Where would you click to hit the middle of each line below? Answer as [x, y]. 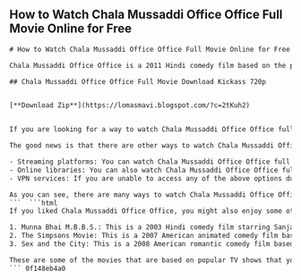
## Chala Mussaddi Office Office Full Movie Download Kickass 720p [138, 81]
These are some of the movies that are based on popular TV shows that [146, 260]
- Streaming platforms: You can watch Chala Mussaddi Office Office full [150, 162]
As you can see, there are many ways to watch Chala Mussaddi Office [142, 195]
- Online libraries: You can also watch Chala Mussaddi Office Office [144, 170]
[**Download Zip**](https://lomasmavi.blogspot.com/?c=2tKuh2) [130, 106]
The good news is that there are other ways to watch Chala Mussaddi [142, 146]
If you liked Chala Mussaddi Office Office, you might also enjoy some [146, 211]
